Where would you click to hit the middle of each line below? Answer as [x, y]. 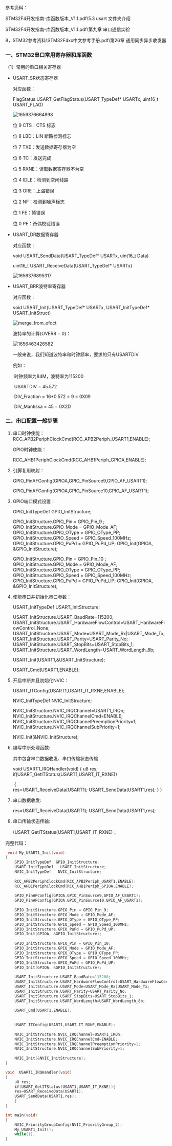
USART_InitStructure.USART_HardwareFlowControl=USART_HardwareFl [89, 622]
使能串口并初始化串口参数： [42, 597]
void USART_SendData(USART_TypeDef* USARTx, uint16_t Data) [81, 256]
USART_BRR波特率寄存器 [39, 286]
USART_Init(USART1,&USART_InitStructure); [59, 659]
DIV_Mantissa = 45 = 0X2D [42, 407]
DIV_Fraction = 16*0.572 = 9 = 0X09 [52, 397]
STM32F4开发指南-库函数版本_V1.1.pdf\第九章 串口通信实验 [68, 29]
